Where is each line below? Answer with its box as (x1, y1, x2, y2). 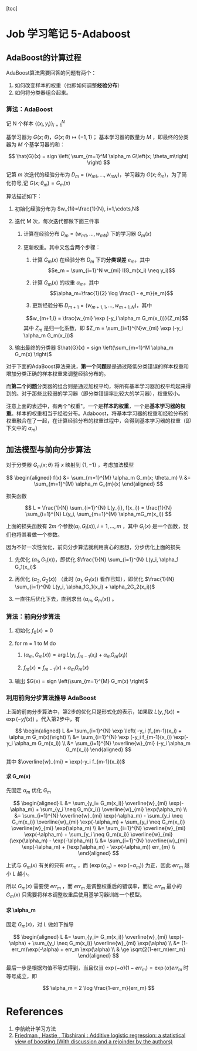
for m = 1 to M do (14, 640, 56, 647)
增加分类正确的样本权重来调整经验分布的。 (6, 370, 109, 377)
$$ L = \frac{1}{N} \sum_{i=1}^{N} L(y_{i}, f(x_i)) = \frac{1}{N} (25, 504, 172, 511)
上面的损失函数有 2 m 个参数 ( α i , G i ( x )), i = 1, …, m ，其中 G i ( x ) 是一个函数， (6, 523, 184, 531)
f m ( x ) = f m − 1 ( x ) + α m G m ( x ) (23, 664, 89, 672)
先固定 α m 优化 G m (6, 787, 51, 795)
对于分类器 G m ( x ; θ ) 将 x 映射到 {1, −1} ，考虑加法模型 (6, 461, 134, 470)
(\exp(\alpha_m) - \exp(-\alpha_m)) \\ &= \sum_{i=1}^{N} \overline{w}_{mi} (9, 837, 188, 844)
